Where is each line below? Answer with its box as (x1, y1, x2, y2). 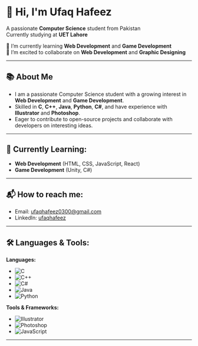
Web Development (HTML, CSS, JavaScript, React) (14, 160, 140, 167)
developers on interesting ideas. (14, 122, 93, 129)
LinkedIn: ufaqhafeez (14, 214, 66, 221)
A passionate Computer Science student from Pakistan (6, 25, 141, 32)
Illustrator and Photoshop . (14, 109, 81, 117)
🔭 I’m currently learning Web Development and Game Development (6, 42, 172, 49)
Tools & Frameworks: (6, 304, 59, 311)
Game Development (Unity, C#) (14, 166, 93, 173)
